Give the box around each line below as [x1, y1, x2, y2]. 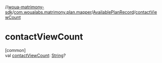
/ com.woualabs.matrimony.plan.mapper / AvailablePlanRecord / [12, 9, 136, 15]
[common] [5, 47, 26, 53]
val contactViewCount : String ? [5, 52, 66, 58]
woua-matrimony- [8, 4, 45, 10]
